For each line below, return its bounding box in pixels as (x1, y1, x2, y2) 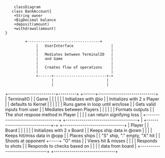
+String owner (14, 13, 43, 18)
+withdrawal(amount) (14, 26, 56, 31)
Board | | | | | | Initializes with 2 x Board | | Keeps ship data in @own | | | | (5, 127, 152, 133)
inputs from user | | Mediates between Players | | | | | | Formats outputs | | (5, 106, 154, 112)
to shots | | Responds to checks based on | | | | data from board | (5, 143, 136, 149)
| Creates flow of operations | (36, 65, 113, 70)
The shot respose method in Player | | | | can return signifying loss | (5, 112, 142, 118)
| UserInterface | (36, 43, 113, 48)
